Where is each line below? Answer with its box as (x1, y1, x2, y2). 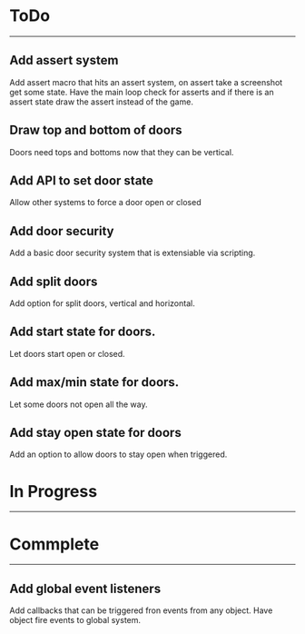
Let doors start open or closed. (9, 348, 125, 359)
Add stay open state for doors (9, 425, 182, 441)
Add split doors (9, 273, 98, 289)
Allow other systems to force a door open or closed (9, 197, 202, 208)
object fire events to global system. (9, 615, 142, 626)
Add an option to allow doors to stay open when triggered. (9, 449, 228, 460)
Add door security (9, 223, 114, 239)
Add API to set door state (9, 173, 154, 188)
